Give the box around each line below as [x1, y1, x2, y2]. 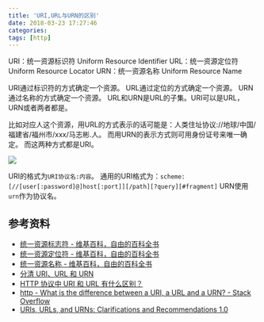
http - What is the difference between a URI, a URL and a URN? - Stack [19, 288, 251, 297]
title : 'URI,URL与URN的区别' [8, 11, 100, 20]
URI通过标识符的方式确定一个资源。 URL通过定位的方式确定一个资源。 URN [8, 83, 254, 93]
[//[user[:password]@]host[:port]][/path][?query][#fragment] [8, 183, 218, 191]
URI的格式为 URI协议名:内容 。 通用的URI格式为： [8, 171, 161, 181]
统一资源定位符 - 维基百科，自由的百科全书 [19, 249, 160, 259]
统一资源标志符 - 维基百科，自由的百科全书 [19, 240, 160, 249]
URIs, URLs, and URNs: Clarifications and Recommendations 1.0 [19, 305, 228, 314]
